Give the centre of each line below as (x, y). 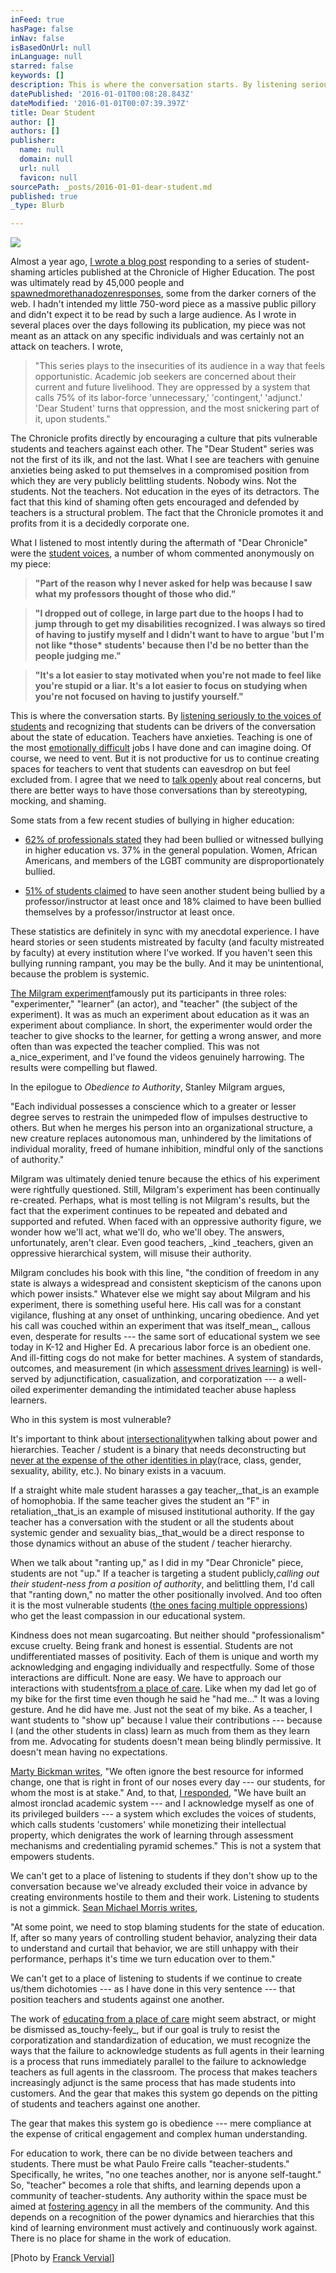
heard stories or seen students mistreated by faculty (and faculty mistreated (167, 942)
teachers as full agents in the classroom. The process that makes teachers (164, 2072)
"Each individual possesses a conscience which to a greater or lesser (153, 1107)
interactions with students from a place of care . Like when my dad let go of (163, 1688)
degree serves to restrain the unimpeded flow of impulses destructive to (159, 1117)
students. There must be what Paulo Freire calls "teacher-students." (150, 2164)
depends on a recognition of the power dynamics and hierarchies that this (162, 2217)
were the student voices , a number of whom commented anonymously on (162, 553)
